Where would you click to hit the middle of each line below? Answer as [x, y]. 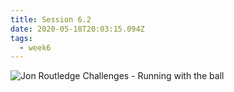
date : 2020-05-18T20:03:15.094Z [77, 29]
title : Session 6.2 [51, 19]
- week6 [35, 47]
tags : [21, 38]
